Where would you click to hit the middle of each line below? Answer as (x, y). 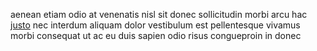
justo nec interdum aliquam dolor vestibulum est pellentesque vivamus (155, 25)
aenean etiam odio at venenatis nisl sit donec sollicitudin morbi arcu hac (159, 14)
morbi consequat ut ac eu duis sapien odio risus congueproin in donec (156, 35)
